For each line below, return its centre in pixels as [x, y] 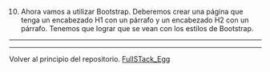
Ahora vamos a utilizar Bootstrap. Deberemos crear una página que [132, 12]
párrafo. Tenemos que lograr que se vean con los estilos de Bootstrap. [137, 28]
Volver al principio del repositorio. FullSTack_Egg [90, 59]
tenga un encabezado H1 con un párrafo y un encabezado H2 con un [135, 20]
